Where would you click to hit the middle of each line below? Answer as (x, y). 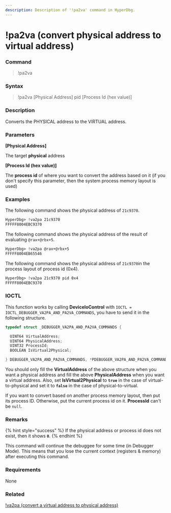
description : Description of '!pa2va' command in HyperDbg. (70, 10)
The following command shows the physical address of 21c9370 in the (78, 263)
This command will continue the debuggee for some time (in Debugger (79, 446)
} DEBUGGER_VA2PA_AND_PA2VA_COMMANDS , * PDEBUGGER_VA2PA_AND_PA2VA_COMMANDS (87, 360)
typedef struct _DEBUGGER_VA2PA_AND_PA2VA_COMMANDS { (64, 327)
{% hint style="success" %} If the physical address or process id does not (83, 431)
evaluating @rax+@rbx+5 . (30, 240)
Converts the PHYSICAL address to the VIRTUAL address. (66, 121)
